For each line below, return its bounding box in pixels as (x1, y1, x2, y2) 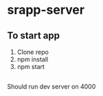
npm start (16, 63, 45, 70)
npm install (16, 55, 49, 64)
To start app (7, 30, 60, 41)
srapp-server (7, 2, 84, 18)
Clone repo (16, 48, 49, 56)
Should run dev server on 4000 (7, 82, 96, 91)
